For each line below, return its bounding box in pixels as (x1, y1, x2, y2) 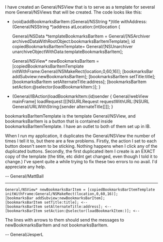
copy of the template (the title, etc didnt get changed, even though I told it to (5, 154, 158, 159)
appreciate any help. (5, 164, 46, 170)
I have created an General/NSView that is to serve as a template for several (5, 4, 155, 10)
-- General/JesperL (5, 232, 44, 237)
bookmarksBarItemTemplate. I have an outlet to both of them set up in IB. (5, 123, 151, 129)
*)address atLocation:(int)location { (50, 24, 120, 30)
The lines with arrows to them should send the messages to (5, 217, 125, 223)
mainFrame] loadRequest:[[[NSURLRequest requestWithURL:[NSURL (12, 99, 149, 104)
